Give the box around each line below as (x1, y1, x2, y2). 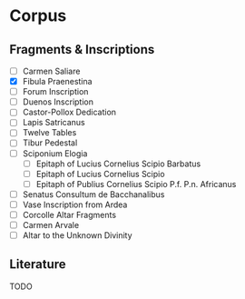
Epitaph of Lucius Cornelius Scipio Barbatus (35, 158, 201, 169)
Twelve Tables (22, 127, 77, 138)
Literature (9, 256, 66, 273)
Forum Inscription (22, 86, 89, 97)
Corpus (9, 5, 67, 26)
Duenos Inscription (22, 96, 93, 107)
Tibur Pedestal (22, 137, 78, 148)
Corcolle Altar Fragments (22, 209, 116, 220)
